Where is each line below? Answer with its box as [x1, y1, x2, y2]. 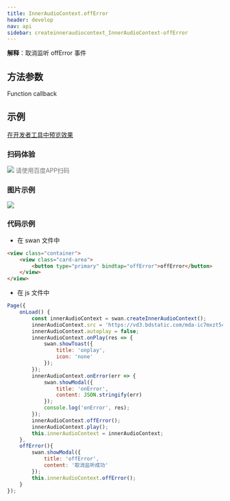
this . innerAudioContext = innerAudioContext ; [31, 430, 164, 436]
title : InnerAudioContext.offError [7, 10, 109, 17]
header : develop [7, 16, 53, 23]
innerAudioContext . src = [31, 321, 103, 328]
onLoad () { [19, 309, 51, 316]
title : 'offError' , [43, 456, 99, 463]
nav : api [7, 23, 32, 30]
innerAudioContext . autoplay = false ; [31, 327, 139, 335]
